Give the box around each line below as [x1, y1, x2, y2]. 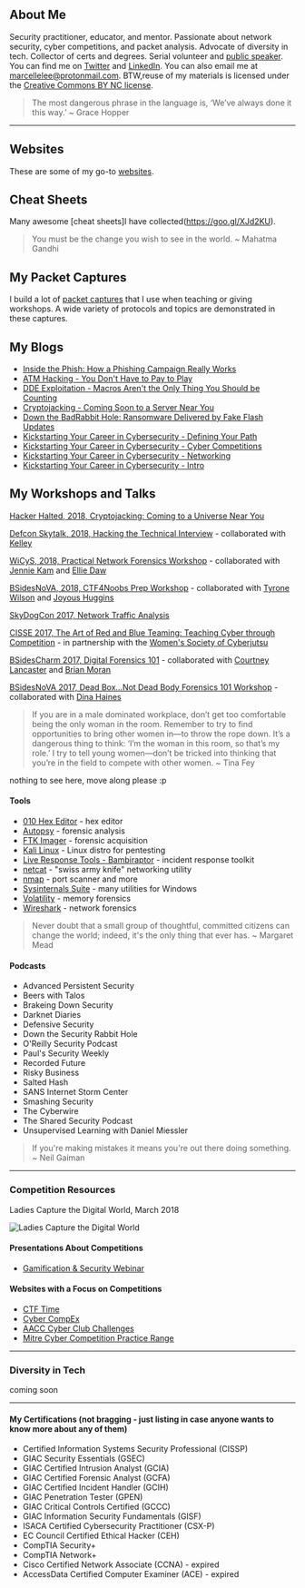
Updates [22, 421, 55, 432]
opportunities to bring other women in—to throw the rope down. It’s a [31, 728, 290, 739]
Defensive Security [22, 1019, 94, 1030]
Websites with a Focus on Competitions [9, 1284, 162, 1295]
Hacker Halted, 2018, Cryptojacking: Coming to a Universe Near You [9, 510, 265, 521]
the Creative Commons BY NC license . [9, 79, 154, 90]
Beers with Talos [22, 990, 85, 1001]
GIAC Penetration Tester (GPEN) [22, 1492, 143, 1503]
